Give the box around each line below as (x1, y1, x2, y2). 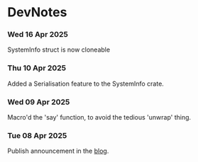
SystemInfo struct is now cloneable (7, 45, 111, 54)
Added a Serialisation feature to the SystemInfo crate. (7, 79, 165, 88)
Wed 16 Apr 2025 (7, 30, 69, 40)
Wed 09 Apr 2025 (7, 97, 70, 107)
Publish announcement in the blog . (7, 146, 109, 156)
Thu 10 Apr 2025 (7, 63, 67, 73)
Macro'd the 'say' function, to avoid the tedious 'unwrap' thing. (7, 113, 192, 122)
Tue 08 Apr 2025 (7, 131, 67, 140)
